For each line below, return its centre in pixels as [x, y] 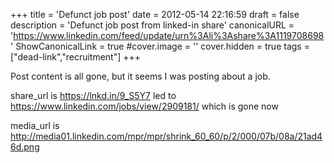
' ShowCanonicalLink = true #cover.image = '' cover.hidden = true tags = [160, 46]
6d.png [25, 147]
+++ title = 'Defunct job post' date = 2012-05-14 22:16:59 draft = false [155, 14]
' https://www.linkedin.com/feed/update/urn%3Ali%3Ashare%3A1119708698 [167, 35]
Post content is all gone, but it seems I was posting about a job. [140, 76]
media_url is [35, 125]
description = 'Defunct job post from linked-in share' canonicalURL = [152, 25]
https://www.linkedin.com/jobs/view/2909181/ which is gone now [144, 106]
